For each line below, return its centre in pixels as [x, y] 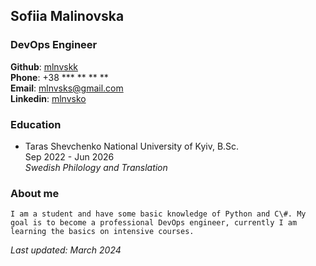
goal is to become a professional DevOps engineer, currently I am [154, 223]
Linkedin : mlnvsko [48, 98]
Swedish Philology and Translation [96, 167]
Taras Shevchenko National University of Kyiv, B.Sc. [132, 146]
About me [35, 193]
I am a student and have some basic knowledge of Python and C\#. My [158, 214]
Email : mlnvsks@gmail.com [67, 88]
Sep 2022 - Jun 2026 [69, 156]
